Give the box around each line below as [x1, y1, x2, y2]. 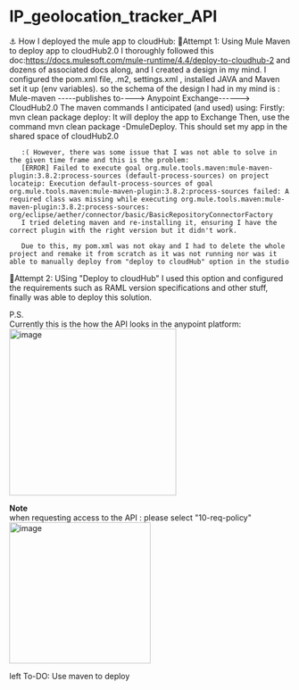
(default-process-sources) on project [124, 171, 270, 180]
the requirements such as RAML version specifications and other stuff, [9, 282, 269, 293]
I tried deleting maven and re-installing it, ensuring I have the [21, 218, 278, 227]
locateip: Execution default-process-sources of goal [9, 179, 214, 188]
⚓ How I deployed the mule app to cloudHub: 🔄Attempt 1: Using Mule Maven [9, 36, 291, 46]
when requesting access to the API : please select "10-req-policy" [9, 511, 253, 523]
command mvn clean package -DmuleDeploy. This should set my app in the [9, 121, 288, 131]
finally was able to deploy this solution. [9, 292, 153, 303]
